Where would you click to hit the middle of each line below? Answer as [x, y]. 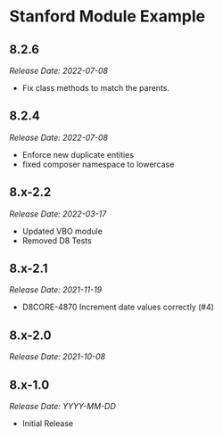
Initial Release [48, 424]
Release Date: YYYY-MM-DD [62, 407]
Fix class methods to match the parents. [96, 88]
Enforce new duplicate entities [78, 154]
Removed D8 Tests [57, 240]
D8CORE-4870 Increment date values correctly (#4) [118, 307]
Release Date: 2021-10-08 [57, 357]
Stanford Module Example [107, 16]
